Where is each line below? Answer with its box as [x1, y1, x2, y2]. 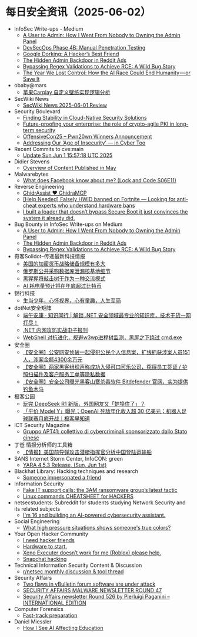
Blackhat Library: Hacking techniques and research [14, 467, 139, 475]
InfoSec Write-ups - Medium [14, 25, 84, 32]
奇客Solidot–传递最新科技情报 [14, 252, 86, 260]
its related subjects [14, 505, 61, 512]
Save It [22, 75, 40, 83]
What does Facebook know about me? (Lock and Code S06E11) [22, 176, 177, 183]
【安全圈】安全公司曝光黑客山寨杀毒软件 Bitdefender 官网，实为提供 [22, 378, 189, 385]
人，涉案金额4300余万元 [22, 356, 83, 363]
